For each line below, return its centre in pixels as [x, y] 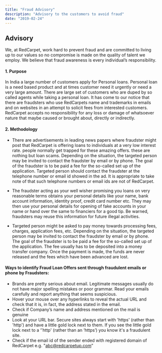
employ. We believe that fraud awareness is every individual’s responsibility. [81, 60]
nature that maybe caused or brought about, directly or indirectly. [70, 118]
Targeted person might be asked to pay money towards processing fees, [84, 225]
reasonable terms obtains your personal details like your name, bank [80, 196]
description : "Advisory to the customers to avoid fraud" [65, 14]
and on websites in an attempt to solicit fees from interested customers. [77, 108]
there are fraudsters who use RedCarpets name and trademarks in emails [78, 103]
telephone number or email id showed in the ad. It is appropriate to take [83, 176]
